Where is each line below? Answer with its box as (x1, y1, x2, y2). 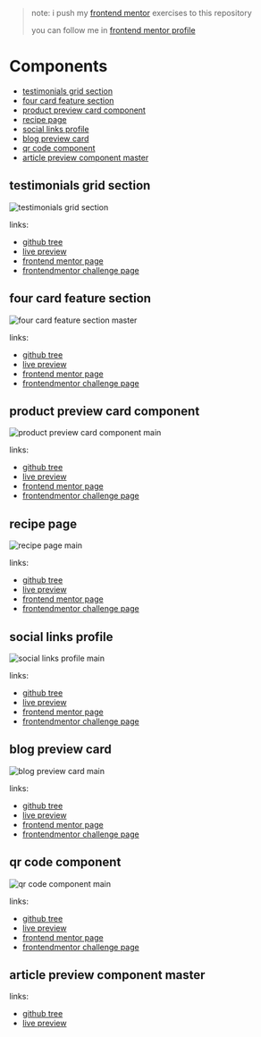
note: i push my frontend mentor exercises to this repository (30, 8, 252, 18)
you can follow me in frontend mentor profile (30, 25, 196, 35)
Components (9, 56, 108, 77)
